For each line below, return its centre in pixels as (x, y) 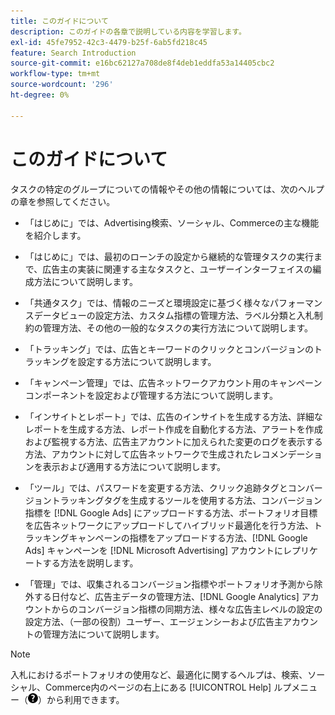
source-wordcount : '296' (62, 85)
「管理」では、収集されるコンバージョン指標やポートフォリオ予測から (169, 584)
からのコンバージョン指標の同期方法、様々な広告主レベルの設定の (187, 609)
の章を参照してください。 (63, 201)
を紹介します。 (55, 235)
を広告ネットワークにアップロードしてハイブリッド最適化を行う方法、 (169, 525)
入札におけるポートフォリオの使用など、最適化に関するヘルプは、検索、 (159, 674)
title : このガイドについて (59, 21)
